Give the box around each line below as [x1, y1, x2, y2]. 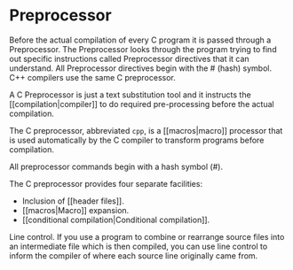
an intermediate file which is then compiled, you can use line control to [9, 241, 268, 251]
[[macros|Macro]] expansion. [21, 204, 130, 215]
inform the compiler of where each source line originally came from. [9, 250, 258, 261]
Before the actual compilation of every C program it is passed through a [9, 35, 272, 45]
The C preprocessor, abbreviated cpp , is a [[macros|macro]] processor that [9, 125, 283, 135]
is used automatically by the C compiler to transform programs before [9, 135, 265, 145]
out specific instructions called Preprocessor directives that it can [9, 53, 250, 64]
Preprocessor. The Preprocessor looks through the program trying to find [9, 43, 277, 54]
